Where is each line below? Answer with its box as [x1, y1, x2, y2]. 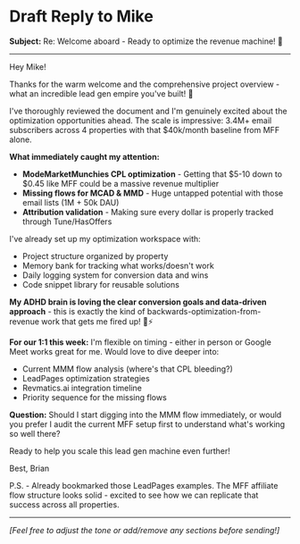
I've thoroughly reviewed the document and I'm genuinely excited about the [9, 105, 287, 116]
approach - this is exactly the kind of [9, 305, 146, 316]
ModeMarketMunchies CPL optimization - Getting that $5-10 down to [21, 168, 283, 180]
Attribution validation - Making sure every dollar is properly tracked [21, 206, 274, 217]
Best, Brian [9, 463, 50, 473]
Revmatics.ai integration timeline [21, 382, 143, 393]
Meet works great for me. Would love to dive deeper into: [9, 346, 220, 356]
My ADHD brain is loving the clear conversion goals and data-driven [9, 297, 267, 307]
